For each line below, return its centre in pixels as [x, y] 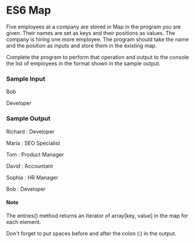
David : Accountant [30, 166]
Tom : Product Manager [35, 154]
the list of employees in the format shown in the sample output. [84, 63]
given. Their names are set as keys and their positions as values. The [91, 33]
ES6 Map [29, 10]
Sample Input [26, 79]
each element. [24, 222]
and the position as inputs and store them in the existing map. [81, 46]
